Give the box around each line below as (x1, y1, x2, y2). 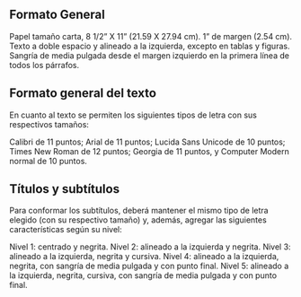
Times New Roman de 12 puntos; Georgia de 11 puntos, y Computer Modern (9, 145, 289, 156)
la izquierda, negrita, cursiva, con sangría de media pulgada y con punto (9, 270, 277, 281)
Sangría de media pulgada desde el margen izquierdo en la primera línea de (9, 49, 290, 61)
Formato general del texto (9, 85, 157, 101)
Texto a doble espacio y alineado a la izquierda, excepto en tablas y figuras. (9, 40, 290, 51)
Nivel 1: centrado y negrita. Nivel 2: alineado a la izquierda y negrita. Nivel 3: (9, 241, 291, 252)
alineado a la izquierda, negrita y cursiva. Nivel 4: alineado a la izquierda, (9, 251, 279, 262)
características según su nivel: (9, 224, 123, 235)
